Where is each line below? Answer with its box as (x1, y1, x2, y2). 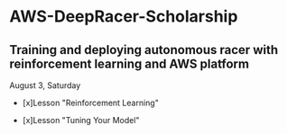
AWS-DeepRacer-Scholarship (9, 6, 238, 27)
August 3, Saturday (9, 80, 81, 91)
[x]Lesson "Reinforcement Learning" (22, 97, 160, 108)
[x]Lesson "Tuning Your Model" (22, 115, 140, 125)
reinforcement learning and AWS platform (9, 56, 250, 71)
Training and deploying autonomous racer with (9, 42, 278, 58)
